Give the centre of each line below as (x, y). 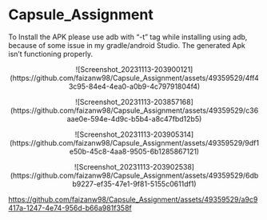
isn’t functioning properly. (51, 54)
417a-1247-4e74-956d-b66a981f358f (70, 208)
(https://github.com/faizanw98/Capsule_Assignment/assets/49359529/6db (134, 175)
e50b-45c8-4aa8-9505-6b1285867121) (134, 151)
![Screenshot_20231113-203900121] (134, 69)
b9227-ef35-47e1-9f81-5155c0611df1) (134, 184)
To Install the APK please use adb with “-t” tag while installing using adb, (128, 37)
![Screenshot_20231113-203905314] (134, 134)
